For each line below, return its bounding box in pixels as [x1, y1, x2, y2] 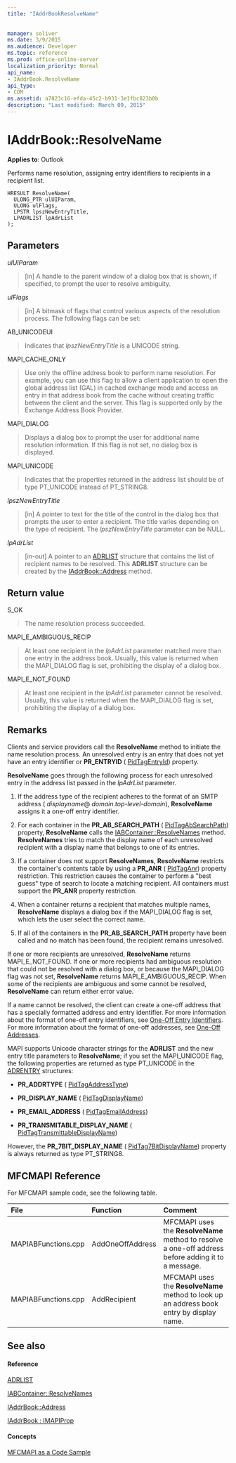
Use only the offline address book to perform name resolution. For [24, 368, 216, 376]
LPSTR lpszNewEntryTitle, [13, 208, 90, 215]
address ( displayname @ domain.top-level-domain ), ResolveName [17, 800, 213, 808]
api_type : [7, 82, 37, 89]
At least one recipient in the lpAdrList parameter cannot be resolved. [24, 689, 223, 697]
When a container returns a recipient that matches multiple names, [17, 900, 211, 909]
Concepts [7, 1432, 37, 1441]
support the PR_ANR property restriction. [17, 886, 137, 895]
